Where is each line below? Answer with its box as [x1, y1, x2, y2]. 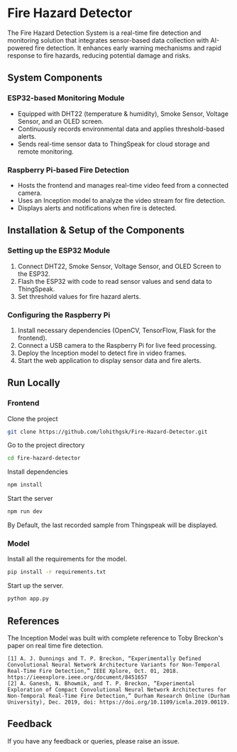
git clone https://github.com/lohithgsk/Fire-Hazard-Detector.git [7, 428, 208, 435]
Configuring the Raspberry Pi [7, 309, 111, 319]
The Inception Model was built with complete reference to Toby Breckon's [7, 633, 224, 642]
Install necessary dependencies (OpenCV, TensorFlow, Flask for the [17, 326, 216, 334]
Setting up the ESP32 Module [7, 245, 111, 255]
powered [7, 43, 33, 52]
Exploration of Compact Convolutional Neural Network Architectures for [7, 686, 227, 693]
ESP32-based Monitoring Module [7, 93, 126, 103]
